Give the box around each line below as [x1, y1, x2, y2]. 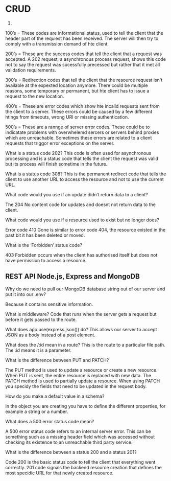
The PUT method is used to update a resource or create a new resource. [5, 367, 158, 373]
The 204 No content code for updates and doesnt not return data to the [5, 201, 156, 208]
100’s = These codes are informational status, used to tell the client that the [5, 30, 163, 36]
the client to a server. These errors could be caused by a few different [5, 108, 153, 114]
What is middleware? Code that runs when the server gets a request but [5, 311, 157, 317]
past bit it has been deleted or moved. [5, 232, 85, 238]
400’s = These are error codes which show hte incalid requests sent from [5, 103, 160, 109]
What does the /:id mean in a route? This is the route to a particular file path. [5, 341, 166, 348]
